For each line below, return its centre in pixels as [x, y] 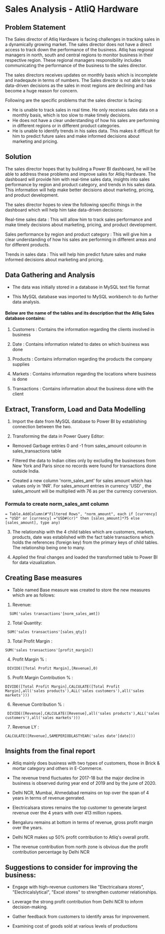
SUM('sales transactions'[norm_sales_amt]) [55, 613]
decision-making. [30, 907]
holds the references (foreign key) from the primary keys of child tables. [85, 542]
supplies [21, 364]
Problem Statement [35, 27]
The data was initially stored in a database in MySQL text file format [81, 287]
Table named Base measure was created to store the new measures [81, 590]
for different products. [28, 244]
